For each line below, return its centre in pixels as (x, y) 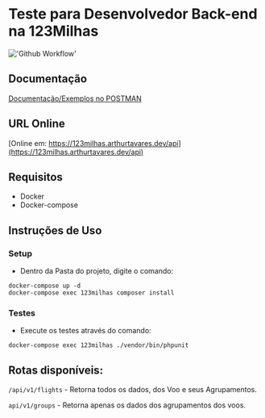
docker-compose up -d (45, 286)
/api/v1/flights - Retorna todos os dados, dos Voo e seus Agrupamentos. (133, 390)
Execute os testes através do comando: (85, 331)
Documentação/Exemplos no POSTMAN (75, 98)
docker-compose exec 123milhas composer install (91, 293)
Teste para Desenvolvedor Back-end (133, 14)
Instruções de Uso (55, 230)
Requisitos (35, 177)
